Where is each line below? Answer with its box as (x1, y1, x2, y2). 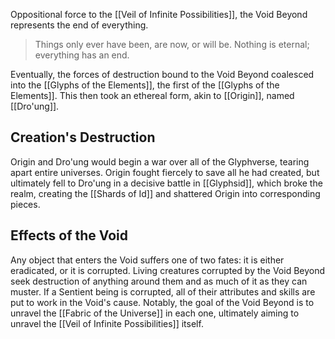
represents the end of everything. (10, 19, 149, 31)
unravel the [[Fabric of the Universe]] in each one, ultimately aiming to (10, 307, 300, 319)
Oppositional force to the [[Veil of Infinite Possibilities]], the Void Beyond (10, 9, 308, 20)
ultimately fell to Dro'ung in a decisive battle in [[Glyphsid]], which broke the (10, 177, 323, 189)
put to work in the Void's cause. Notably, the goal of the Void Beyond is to (10, 296, 315, 308)
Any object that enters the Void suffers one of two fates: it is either (10, 254, 285, 266)
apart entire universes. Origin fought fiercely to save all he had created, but (10, 166, 320, 178)
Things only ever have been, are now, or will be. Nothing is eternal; (34, 39, 310, 50)
